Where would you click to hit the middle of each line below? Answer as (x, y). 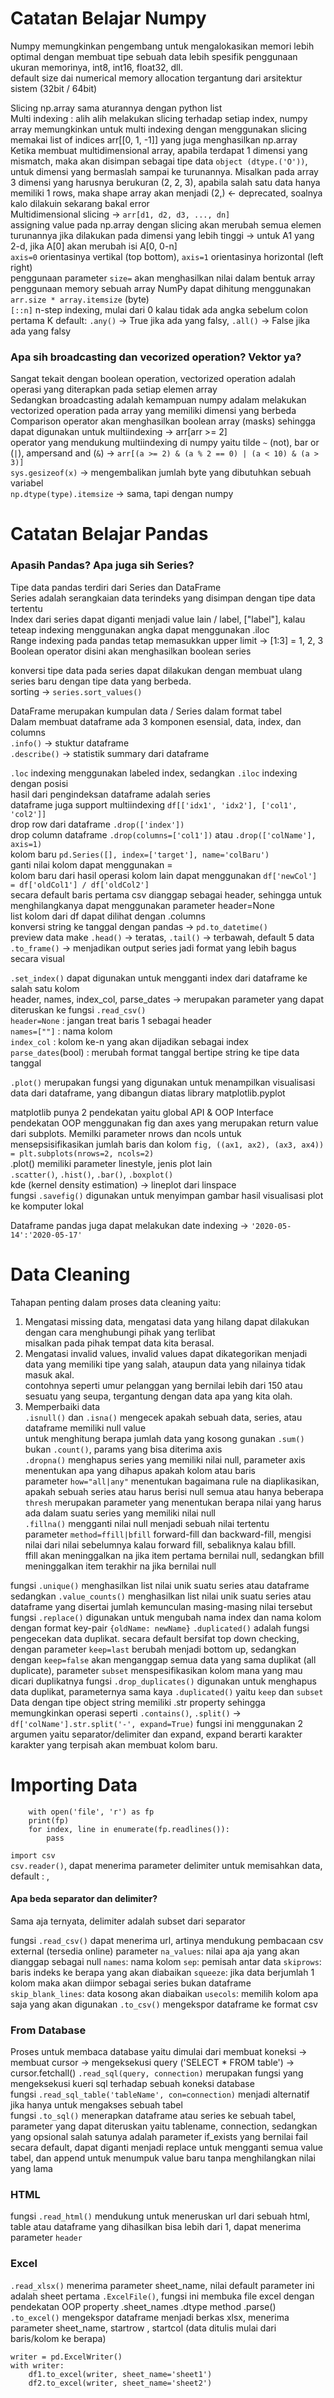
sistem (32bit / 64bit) (54, 88)
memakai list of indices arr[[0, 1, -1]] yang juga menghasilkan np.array (154, 139)
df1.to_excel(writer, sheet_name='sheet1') (120, 2374)
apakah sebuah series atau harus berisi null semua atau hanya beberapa (174, 1491)
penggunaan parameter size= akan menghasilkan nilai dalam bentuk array (163, 278)
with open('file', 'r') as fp (91, 1812)
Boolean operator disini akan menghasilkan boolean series (131, 651)
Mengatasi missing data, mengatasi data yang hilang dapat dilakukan (167, 1321)
